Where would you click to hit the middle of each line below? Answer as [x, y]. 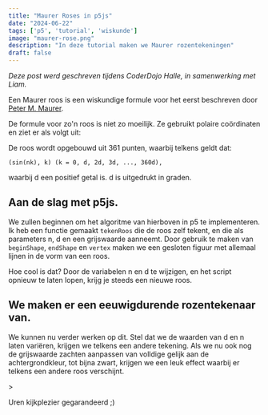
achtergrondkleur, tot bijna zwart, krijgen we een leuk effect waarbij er [124, 362]
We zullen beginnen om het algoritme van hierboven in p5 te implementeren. [134, 222]
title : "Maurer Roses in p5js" [60, 16]
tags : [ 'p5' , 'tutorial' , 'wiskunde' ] [73, 30]
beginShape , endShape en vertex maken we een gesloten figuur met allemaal [132, 247]
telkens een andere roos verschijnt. [66, 371]
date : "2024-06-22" [41, 23]
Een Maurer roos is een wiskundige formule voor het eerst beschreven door [133, 100]
